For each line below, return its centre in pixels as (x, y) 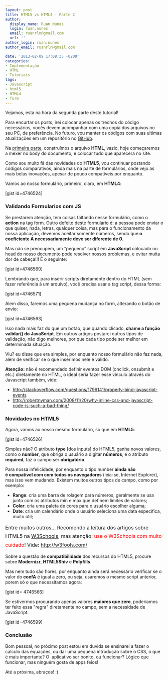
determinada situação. (28, 344)
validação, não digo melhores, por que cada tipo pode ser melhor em (76, 339)
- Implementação (22, 66)
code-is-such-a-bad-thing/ (41, 406)
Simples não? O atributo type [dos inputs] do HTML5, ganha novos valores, (83, 449)
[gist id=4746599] (24, 622)
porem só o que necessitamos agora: (44, 582)
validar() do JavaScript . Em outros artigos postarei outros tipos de (74, 333)
